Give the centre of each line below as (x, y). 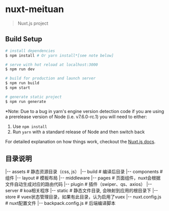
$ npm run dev (20, 69)
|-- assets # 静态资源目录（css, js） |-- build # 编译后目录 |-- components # (84, 172)
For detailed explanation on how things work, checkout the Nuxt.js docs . (80, 141)
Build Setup (24, 39)
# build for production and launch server (50, 78)
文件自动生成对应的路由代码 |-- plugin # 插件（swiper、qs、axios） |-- (79, 184)
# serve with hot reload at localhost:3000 (52, 65)
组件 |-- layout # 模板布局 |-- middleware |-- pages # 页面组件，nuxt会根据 (83, 178)
